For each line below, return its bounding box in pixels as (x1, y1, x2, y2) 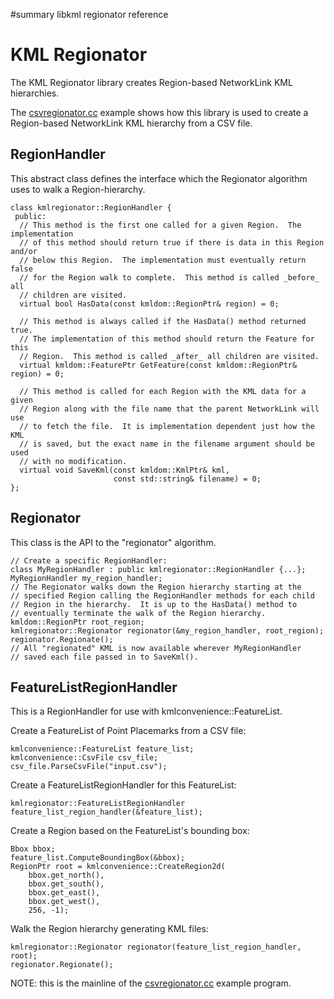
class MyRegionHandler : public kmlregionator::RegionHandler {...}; (10, 564, 307, 574)
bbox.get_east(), (28, 888, 101, 898)
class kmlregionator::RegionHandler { (10, 202, 172, 213)
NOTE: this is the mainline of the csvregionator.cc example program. (10, 977, 292, 989)
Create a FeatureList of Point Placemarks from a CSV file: (10, 725, 247, 737)
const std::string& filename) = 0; (113, 474, 262, 484)
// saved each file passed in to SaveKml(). (10, 652, 199, 662)
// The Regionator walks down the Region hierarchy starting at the (10, 582, 302, 592)
